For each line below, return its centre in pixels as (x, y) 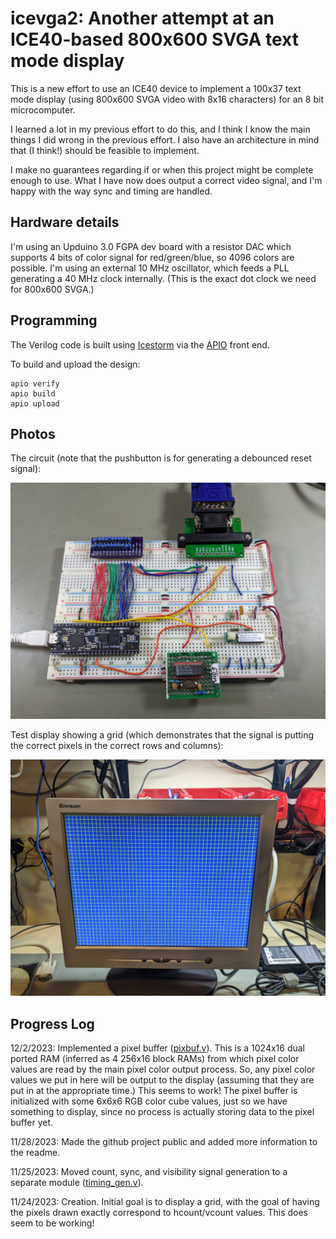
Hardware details (65, 222)
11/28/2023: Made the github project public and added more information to (164, 1142)
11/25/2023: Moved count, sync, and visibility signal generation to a (149, 1172)
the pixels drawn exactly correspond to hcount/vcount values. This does (159, 1213)
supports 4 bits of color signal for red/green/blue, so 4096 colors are (152, 257)
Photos (33, 433)
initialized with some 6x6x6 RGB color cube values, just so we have (149, 1101)
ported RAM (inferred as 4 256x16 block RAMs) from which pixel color (155, 1059)
